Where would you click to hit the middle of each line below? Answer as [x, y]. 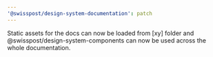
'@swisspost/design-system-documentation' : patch [80, 13]
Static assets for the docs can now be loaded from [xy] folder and [101, 33]
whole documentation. [39, 47]
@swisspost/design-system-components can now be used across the [107, 40]
